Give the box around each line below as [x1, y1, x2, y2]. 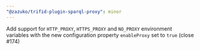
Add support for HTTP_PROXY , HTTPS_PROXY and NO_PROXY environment [6, 25, 172, 32]
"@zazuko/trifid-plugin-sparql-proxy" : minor [6, 8, 122, 15]
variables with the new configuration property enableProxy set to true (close [6, 31, 195, 39]
